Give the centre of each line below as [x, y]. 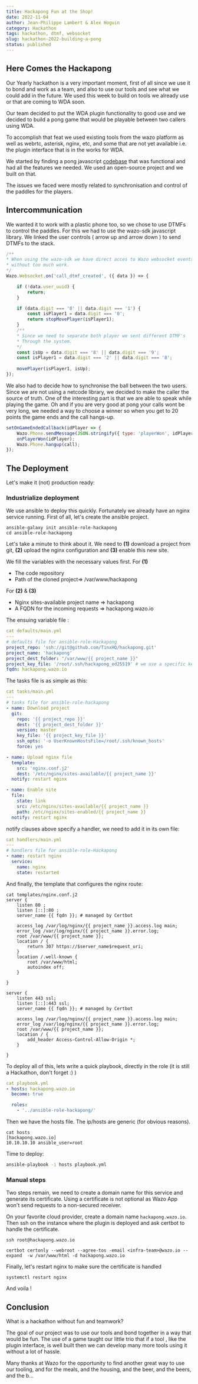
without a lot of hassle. [34, 1351]
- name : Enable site [32, 790]
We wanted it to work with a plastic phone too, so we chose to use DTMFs [96, 224]
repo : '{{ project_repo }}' [51, 719]
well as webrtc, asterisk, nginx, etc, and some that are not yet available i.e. [96, 143]
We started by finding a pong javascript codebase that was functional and [96, 161]
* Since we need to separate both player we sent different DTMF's [101, 336]
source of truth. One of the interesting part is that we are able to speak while [99, 398]
